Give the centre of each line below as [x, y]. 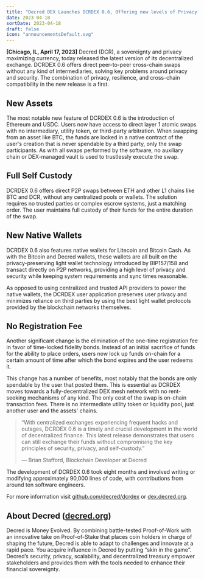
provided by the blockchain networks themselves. [69, 307]
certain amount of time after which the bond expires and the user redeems [100, 360]
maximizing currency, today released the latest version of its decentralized [100, 58]
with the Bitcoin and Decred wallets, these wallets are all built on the [92, 257]
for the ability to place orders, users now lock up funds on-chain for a [93, 354]
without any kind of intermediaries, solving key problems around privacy [97, 71]
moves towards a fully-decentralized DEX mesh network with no [87, 391]
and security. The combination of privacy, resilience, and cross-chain [93, 78]
